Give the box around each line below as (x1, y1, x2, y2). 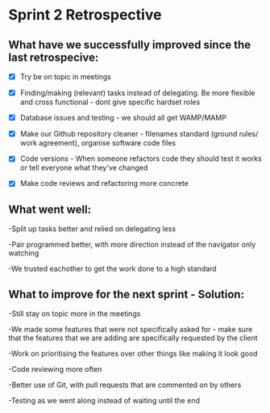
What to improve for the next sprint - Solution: (8, 287, 244, 301)
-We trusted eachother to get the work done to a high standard (8, 264, 217, 274)
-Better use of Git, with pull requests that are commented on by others (8, 380, 242, 390)
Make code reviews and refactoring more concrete (19, 179, 189, 188)
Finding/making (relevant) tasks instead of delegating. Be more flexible (19, 88, 255, 98)
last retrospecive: (8, 50, 99, 64)
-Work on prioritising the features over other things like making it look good (8, 349, 258, 358)
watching (8, 248, 39, 258)
